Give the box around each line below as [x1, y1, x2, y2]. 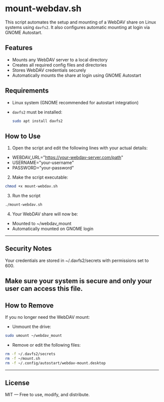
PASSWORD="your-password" [12, 165, 74, 171]
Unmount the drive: [12, 324, 51, 330]
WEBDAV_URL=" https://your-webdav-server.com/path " [12, 155, 123, 161]
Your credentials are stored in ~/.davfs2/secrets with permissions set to [5, 258, 149, 263]
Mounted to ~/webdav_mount [12, 221, 72, 226]
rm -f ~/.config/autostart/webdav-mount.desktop [5, 360, 106, 365]
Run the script [12, 193, 41, 199]
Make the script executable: [12, 174, 68, 180]
